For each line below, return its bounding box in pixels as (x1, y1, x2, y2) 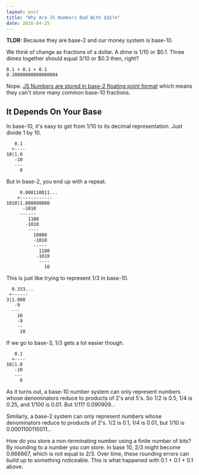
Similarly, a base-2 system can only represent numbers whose (6, 413, 162, 420)
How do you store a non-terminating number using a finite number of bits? (6, 437, 192, 445)
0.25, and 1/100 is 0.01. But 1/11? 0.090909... (6, 401, 116, 408)
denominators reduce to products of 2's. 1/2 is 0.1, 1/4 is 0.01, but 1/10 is (6, 419, 185, 427)
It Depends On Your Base (6, 107, 102, 117)
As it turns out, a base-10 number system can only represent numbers (6, 388, 181, 396)
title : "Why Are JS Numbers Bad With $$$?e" (6, 15, 120, 21)
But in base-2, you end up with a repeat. (6, 178, 107, 185)
